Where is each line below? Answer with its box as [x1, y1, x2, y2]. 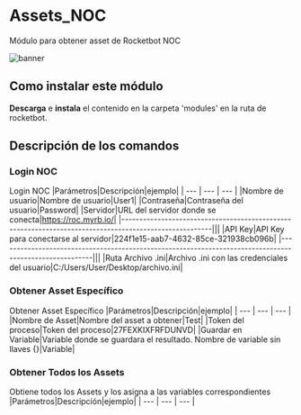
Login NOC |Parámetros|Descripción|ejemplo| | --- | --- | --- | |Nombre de [9, 185, 285, 196]
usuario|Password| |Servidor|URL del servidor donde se [9, 204, 217, 216]
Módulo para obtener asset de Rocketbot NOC [9, 35, 181, 46]
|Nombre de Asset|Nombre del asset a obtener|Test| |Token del [9, 314, 244, 325]
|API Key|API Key [221, 224, 285, 235]
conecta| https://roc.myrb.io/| [9, 214, 117, 225]
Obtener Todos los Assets [9, 365, 125, 378]
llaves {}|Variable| [9, 343, 75, 354]
